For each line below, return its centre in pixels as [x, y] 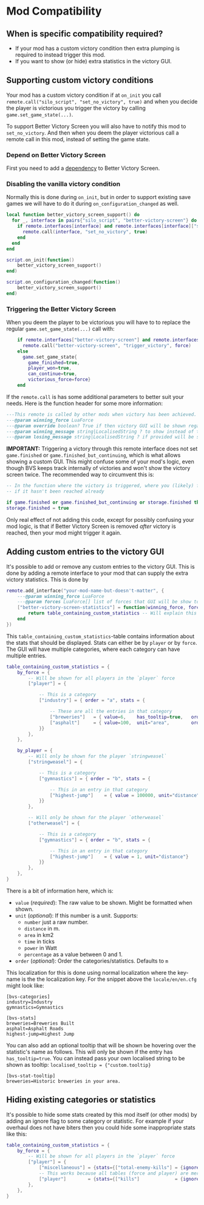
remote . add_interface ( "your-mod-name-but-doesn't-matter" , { [85, 591]
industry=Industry [29, 1002]
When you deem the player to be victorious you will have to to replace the [98, 322]
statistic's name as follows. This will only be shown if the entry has [90, 1052]
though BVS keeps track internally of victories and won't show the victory [98, 468]
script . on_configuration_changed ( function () [63, 282]
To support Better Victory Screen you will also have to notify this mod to [96, 126]
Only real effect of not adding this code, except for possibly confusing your [100, 519]
